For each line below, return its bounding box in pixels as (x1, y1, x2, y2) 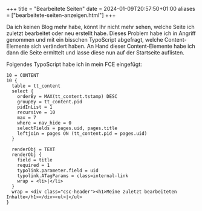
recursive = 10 (17, 109, 56, 115)
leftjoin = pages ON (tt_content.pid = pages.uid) (17, 131, 148, 137)
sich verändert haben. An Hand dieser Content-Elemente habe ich (31, 42, 195, 50)
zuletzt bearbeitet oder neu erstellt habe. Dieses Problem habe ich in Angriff (6, 30, 197, 37)
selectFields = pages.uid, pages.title (17, 125, 118, 131)
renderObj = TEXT (11, 146, 56, 152)
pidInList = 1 (17, 104, 53, 110)
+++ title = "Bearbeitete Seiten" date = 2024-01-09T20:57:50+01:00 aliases (6, 5, 195, 12)
